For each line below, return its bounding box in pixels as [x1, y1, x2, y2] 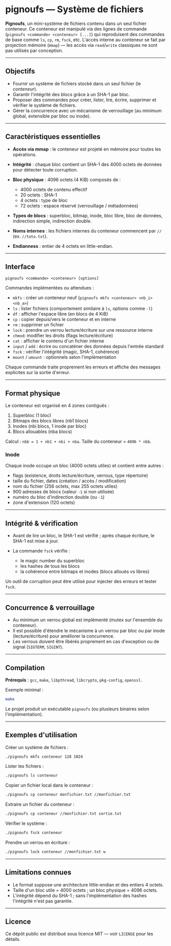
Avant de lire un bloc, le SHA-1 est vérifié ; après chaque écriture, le [12, 533, 155, 539]
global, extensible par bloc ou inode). [12, 113, 91, 119]
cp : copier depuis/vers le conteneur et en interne [12, 317, 116, 323]
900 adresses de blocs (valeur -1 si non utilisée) [12, 489, 115, 495]
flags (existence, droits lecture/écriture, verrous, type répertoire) [12, 472, 149, 479]
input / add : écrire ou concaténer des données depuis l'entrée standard [12, 343, 164, 350]
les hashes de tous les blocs [20, 563, 80, 569]
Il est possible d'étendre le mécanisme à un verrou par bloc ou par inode [12, 627, 165, 634]
